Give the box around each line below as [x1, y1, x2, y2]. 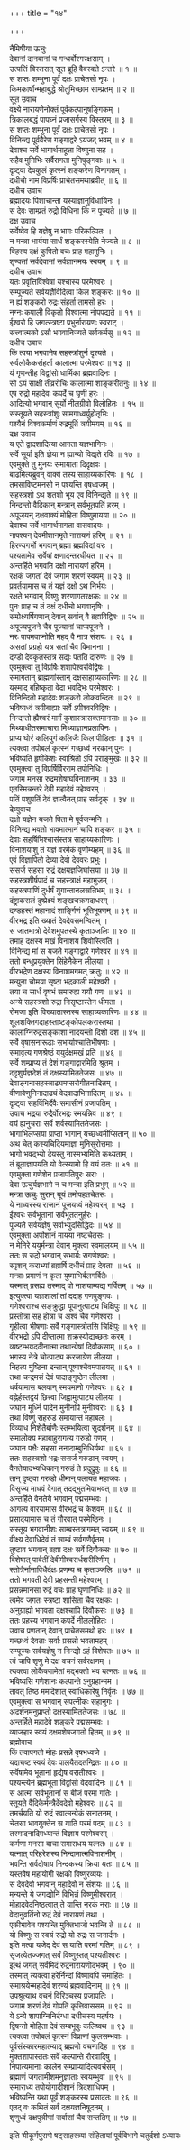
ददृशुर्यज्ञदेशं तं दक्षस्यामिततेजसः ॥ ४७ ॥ [9, 1067, 122, 1078]
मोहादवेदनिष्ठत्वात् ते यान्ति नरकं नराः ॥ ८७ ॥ [9, 1899, 138, 1909]
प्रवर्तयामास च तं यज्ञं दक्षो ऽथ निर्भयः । [9, 581, 114, 591]
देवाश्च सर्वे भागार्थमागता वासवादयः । [9, 520, 111, 530]
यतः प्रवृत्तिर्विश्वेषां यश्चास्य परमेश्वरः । [9, 277, 113, 287]
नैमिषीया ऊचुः [9, 43, 47, 53]
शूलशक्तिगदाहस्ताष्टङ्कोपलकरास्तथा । [9, 1017, 122, 1027]
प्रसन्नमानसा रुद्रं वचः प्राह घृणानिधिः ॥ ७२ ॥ [9, 1585, 131, 1595]
